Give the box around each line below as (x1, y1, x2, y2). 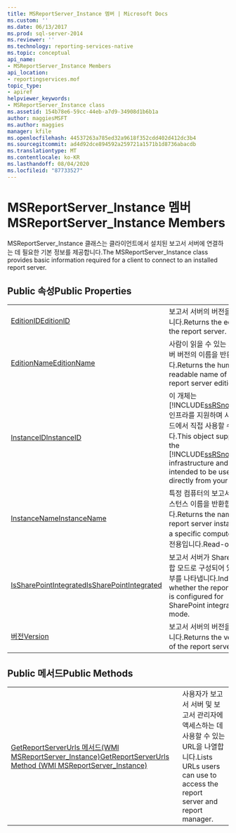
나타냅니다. (183, 574, 218, 584)
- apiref (7, 88, 33, 96)
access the (182, 779, 219, 789)
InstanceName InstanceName (11, 513, 107, 523)
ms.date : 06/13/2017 (7, 23, 68, 30)
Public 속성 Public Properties (7, 285, 132, 297)
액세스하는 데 (182, 721, 223, 730)
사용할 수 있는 (182, 731, 225, 741)
